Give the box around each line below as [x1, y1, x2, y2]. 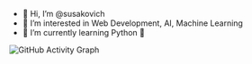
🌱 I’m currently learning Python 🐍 [22, 28, 146, 37]
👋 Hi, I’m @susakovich [22, 9, 105, 19]
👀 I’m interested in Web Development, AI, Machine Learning [22, 18, 243, 28]
